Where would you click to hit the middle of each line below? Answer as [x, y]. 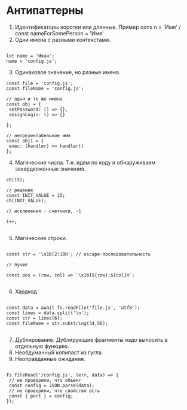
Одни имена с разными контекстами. [62, 40]
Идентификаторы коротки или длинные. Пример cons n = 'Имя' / [98, 27]
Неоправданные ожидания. [50, 359]
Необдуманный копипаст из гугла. [59, 352]
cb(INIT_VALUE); [26, 201]
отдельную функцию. [42, 346]
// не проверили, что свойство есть [54, 391]
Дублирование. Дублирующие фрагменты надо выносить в [91, 339]
